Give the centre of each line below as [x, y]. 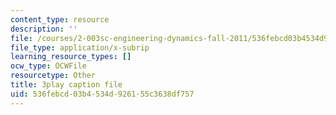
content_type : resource [60, 19]
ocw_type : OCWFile [48, 66]
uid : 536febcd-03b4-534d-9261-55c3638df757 [102, 94]
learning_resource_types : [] [71, 57]
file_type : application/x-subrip [80, 47]
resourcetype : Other [53, 76]
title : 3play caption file [66, 85]
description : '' [44, 29]
